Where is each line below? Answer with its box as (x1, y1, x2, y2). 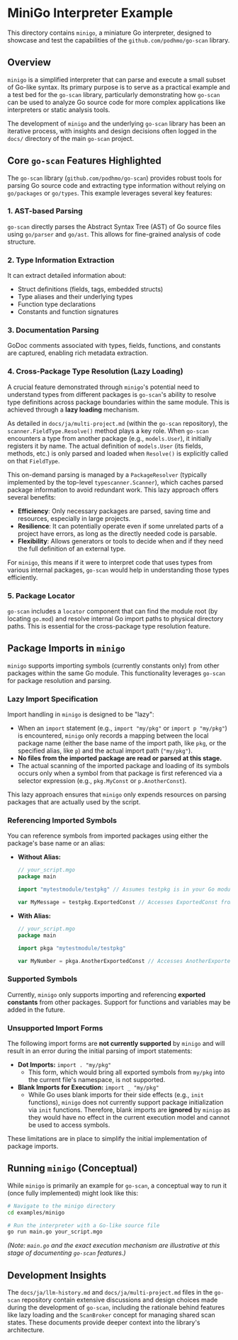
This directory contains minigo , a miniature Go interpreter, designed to (7, 28, 212, 37)
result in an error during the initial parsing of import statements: (7, 1047, 193, 1055)
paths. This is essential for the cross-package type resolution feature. (7, 622, 211, 631)
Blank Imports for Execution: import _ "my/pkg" (17, 1083, 159, 1092)
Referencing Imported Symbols (7, 816, 117, 826)
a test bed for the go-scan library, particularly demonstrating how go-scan (7, 90, 220, 98)
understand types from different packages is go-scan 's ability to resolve (7, 390, 217, 398)
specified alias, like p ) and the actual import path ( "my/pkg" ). (17, 746, 193, 755)
